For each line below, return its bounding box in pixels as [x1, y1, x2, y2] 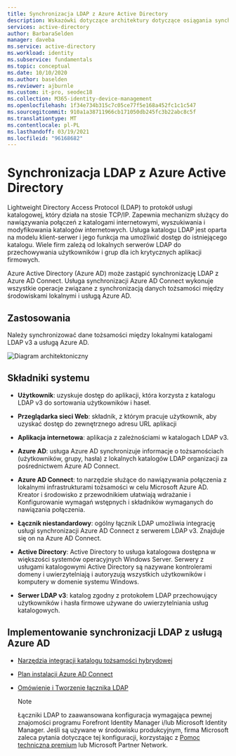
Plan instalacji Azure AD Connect [17, 669, 114, 678]
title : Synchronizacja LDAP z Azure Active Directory [7, 10, 169, 18]
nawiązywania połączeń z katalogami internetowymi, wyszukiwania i [7, 218, 206, 227]
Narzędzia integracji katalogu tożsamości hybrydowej [17, 656, 173, 664]
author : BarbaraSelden [7, 30, 74, 37]
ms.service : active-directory [7, 43, 96, 50]
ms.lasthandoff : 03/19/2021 [7, 128, 90, 135]
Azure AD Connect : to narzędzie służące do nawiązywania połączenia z [17, 475, 227, 484]
